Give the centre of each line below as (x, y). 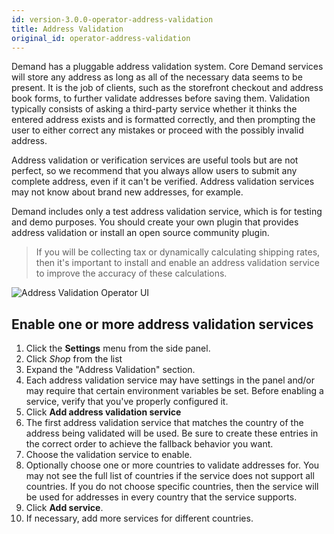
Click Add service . (64, 508)
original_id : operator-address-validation (101, 38)
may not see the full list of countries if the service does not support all (170, 476)
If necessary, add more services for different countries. (139, 518)
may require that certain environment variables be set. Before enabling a (174, 391)
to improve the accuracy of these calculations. (131, 273)
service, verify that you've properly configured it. (127, 402)
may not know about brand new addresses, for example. (127, 192)
